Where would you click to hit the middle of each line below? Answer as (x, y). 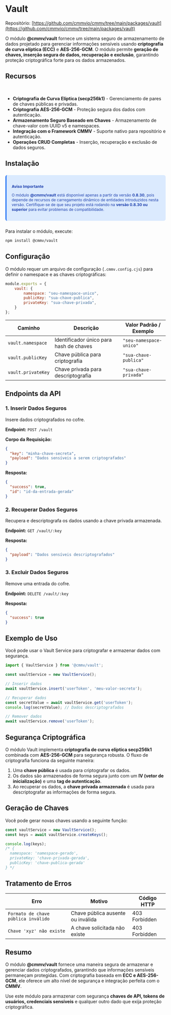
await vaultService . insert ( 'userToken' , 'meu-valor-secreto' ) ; (74, 689)
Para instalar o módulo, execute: (39, 231)
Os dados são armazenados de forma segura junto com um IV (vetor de (88, 776)
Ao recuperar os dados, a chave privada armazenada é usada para (83, 786)
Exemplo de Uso (31, 638)
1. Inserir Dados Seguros (36, 408)
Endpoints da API (33, 394)
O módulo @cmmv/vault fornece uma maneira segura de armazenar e (79, 964)
